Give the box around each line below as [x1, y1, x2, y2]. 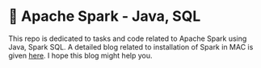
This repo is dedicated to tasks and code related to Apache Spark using [8, 34, 247, 43]
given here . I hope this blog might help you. [8, 50, 153, 60]
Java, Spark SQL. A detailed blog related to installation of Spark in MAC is [8, 42, 254, 51]
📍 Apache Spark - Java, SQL [8, 7, 201, 26]
